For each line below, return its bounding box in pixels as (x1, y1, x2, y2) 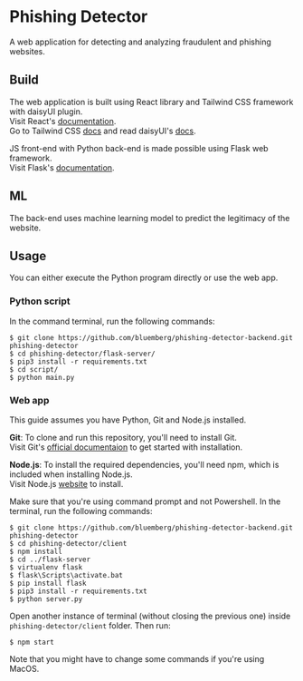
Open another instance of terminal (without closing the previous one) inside (9, 610, 291, 621)
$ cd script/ (9, 365, 59, 374)
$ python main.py (9, 373, 75, 382)
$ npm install (9, 547, 63, 556)
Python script (9, 295, 71, 307)
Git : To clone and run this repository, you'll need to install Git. (9, 432, 238, 443)
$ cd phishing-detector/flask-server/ (9, 349, 156, 358)
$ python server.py (9, 594, 83, 604)
